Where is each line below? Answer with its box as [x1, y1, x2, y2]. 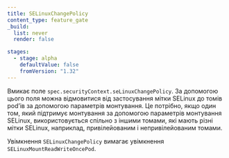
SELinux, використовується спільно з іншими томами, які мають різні [7, 116, 213, 125]
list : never [13, 29, 49, 37]
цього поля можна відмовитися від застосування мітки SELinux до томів [7, 94, 223, 103]
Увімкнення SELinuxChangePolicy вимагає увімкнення [7, 137, 164, 146]
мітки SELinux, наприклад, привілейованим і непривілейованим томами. [7, 123, 223, 132]
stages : [7, 49, 30, 55]
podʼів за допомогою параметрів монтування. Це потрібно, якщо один [7, 101, 217, 109]
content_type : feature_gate [7, 17, 89, 24]
